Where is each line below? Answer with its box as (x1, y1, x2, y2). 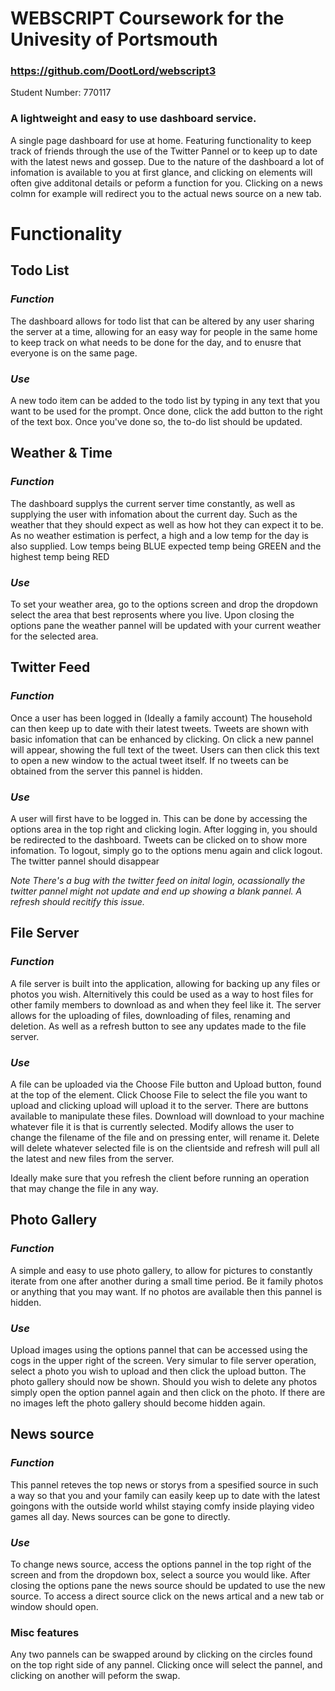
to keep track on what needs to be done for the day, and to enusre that (10, 336, 302, 348)
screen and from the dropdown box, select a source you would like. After (10, 1568, 311, 1581)
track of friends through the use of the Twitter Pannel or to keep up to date (10, 145, 318, 157)
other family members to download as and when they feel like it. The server (10, 998, 322, 1011)
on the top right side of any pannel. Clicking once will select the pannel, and (10, 1659, 323, 1671)
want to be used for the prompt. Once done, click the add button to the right (10, 405, 323, 417)
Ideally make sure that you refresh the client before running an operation (10, 1172, 310, 1184)
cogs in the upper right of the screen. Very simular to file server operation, (10, 1354, 317, 1366)
